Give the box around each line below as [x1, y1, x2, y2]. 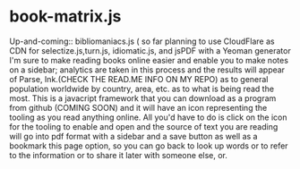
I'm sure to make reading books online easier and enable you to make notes [9, 55, 289, 65]
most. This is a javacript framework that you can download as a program [9, 92, 277, 104]
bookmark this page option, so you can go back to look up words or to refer [9, 140, 288, 151]
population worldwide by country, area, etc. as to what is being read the [9, 83, 275, 94]
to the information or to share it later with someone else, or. [9, 149, 228, 160]
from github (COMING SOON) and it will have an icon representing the [9, 102, 268, 113]
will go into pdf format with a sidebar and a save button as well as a [9, 131, 258, 141]
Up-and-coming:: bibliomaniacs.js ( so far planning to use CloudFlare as [9, 36, 275, 46]
